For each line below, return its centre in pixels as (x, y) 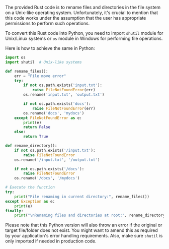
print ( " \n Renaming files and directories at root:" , (71, 215)
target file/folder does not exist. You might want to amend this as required (81, 230)
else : (20, 132)
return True (36, 137)
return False (37, 127)
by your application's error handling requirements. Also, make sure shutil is (84, 236)
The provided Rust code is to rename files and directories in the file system (83, 7)
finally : (14, 211)
